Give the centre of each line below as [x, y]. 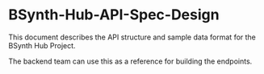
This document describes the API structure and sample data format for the [132, 37]
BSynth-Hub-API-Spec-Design [114, 15]
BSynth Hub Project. [42, 45]
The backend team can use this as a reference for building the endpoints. [130, 61]
